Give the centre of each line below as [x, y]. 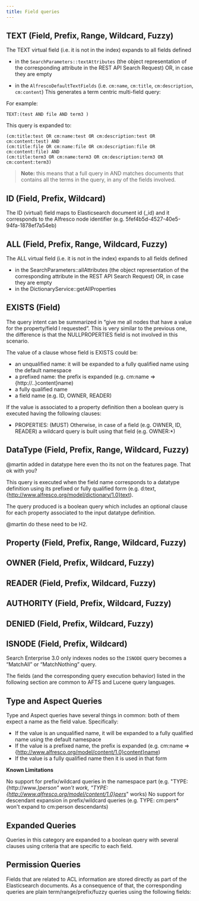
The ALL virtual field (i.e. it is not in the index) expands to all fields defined [97, 259]
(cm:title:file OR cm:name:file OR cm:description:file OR [81, 147]
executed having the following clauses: [54, 413]
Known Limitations [30, 770]
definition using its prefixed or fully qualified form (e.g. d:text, [81, 488]
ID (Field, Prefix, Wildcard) [56, 198]
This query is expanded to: [39, 125]
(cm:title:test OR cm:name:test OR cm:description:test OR [81, 136]
